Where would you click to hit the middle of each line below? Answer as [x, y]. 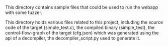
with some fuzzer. [24, 12]
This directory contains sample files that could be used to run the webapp [82, 7]
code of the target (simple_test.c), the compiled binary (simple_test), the [80, 27]
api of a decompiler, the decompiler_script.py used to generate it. [73, 38]
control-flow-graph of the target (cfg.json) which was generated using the [82, 33]
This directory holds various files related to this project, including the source [84, 22]
